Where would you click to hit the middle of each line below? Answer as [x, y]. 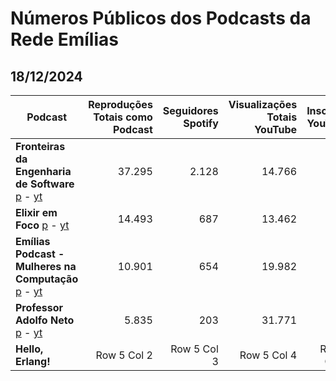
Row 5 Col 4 [268, 355]
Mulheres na [46, 266]
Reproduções [120, 104]
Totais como [123, 117]
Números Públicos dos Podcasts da [161, 18]
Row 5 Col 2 [124, 355]
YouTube [276, 129]
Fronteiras [40, 146]
